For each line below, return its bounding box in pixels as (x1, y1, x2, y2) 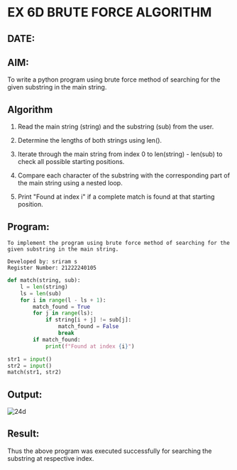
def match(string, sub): (7, 277, 81, 284)
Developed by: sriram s (7, 258, 78, 266)
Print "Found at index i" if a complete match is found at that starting (17, 192, 215, 201)
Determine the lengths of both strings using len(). (17, 136, 162, 145)
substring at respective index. (7, 454, 94, 462)
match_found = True (33, 303, 91, 310)
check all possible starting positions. (17, 158, 125, 166)
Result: (7, 427, 40, 440)
